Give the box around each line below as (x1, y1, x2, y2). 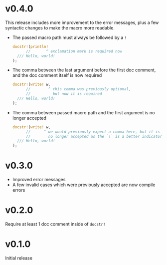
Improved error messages (12, 177, 66, 183)
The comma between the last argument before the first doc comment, (12, 67, 156, 73)
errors (12, 187, 25, 193)
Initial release (5, 255, 32, 261)
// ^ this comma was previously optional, (25, 87, 131, 92)
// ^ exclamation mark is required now (25, 48, 122, 54)
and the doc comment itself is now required (12, 72, 102, 78)
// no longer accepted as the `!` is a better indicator (25, 134, 163, 139)
